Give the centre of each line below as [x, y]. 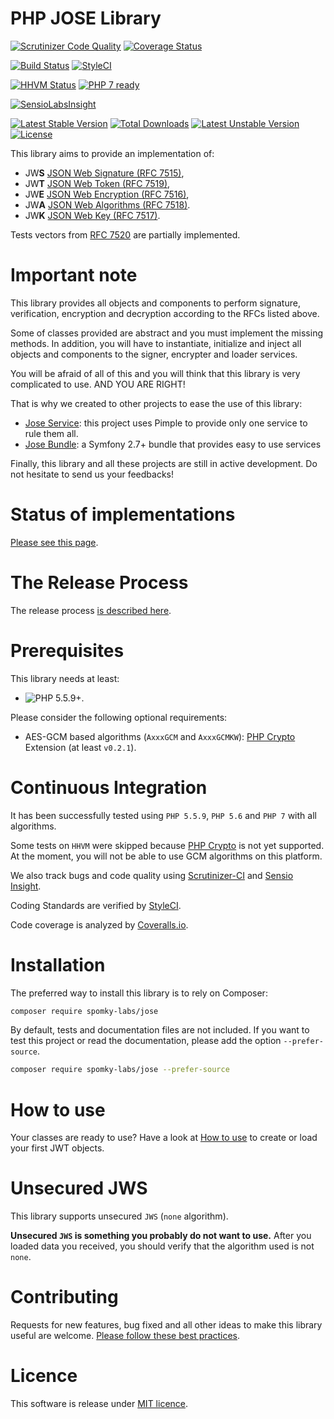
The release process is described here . [91, 610]
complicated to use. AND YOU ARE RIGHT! [98, 384]
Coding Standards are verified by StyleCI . [96, 905]
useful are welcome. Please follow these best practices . [125, 1336]
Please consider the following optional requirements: [119, 717]
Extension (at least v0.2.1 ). [80, 747]
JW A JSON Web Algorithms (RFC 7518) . [107, 204]
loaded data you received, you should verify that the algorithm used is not [162, 1246]
